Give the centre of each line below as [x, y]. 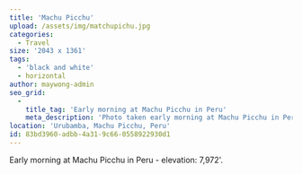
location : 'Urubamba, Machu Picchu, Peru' [90, 126]
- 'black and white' [56, 68]
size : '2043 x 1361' [48, 51]
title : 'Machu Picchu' [52, 17]
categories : [31, 34]
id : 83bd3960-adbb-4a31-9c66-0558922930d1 [90, 135]
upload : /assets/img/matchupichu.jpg [80, 26]
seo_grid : [28, 92]
